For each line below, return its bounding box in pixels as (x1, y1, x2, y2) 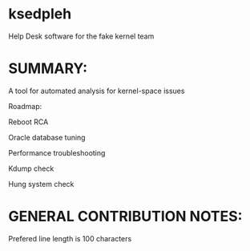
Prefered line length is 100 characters (8, 233, 132, 243)
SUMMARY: (8, 59, 88, 78)
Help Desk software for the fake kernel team (8, 31, 155, 41)
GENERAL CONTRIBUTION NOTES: (8, 208, 243, 225)
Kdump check (8, 164, 54, 173)
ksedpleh (8, 5, 72, 23)
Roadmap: (8, 101, 42, 111)
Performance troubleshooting (8, 148, 106, 157)
